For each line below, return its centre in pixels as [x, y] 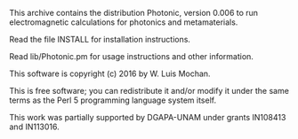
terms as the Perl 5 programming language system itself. [113, 100]
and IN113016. [34, 127]
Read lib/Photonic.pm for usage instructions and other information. [131, 56]
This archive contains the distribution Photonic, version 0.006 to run [134, 13]
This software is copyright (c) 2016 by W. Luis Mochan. [110, 73]
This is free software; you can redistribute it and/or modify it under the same [149, 91]
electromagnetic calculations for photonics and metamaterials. [124, 22]
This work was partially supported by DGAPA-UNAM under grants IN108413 [148, 117]
